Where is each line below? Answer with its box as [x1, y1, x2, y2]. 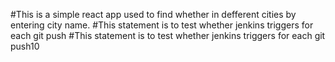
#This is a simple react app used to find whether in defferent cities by [10, 9, 297, 20]
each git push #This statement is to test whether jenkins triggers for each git [10, 30, 326, 41]
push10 [10, 40, 40, 52]
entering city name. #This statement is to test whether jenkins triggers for [10, 19, 314, 31]
